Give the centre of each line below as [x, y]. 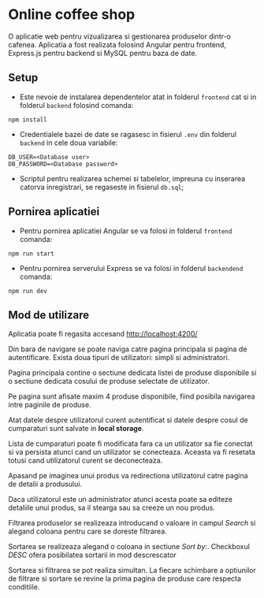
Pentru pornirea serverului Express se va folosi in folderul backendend [131, 268]
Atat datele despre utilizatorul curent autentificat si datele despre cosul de [128, 420]
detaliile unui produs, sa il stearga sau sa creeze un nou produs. [112, 508]
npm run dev [28, 291]
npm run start [32, 254]
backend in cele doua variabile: [69, 143]
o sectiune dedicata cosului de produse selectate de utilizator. [109, 381]
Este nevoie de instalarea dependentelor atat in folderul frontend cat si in [138, 97]
